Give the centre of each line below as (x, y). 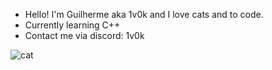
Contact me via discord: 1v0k (84, 35)
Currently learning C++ (72, 25)
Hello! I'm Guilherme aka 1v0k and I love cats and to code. (144, 14)
